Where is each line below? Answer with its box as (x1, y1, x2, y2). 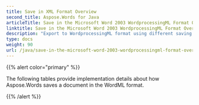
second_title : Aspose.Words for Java (6, 14, 99, 20)
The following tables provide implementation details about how (6, 75, 160, 82)
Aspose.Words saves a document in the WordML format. (6, 81, 144, 88)
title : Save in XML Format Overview (6, 8, 97, 15)
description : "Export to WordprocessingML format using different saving (6, 31, 192, 37)
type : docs (6, 36, 33, 42)
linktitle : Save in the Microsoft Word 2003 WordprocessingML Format (6, 25, 182, 31)
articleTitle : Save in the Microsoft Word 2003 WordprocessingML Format (6, 20, 190, 26)
